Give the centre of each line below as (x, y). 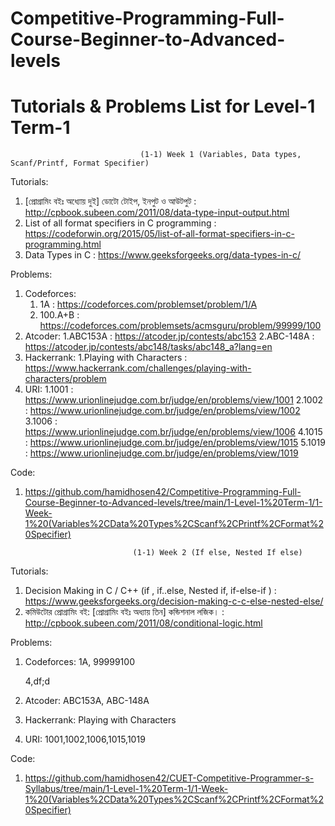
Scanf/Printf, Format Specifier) (80, 163)
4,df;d (37, 681)
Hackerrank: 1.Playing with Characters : (106, 358)
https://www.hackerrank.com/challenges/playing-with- (138, 368)
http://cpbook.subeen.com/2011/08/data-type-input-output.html (157, 213)
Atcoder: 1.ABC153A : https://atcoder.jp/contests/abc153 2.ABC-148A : (169, 336)
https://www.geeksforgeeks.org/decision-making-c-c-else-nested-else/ (174, 601)
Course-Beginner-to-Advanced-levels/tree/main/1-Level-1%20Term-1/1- (173, 503)
